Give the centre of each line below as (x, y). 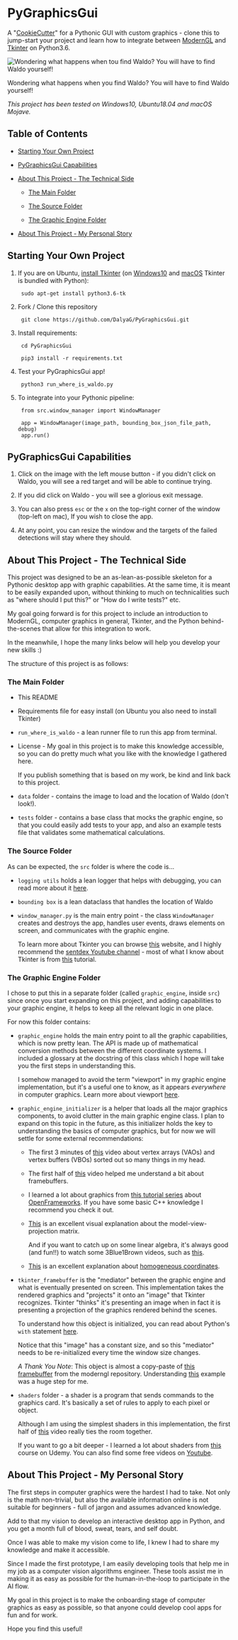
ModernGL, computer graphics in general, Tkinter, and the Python (103, 621)
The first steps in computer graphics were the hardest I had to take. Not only (119, 1492)
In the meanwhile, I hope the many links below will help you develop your (114, 643)
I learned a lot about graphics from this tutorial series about (115, 1195)
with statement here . (48, 1331)
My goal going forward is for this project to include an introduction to (108, 614)
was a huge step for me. (53, 1382)
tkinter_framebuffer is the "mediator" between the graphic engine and (121, 1280)
